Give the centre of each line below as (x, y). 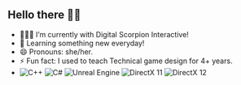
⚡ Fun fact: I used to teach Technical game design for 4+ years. (126, 61)
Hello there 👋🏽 (44, 15)
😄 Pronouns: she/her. (56, 51)
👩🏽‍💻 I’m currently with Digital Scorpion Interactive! (104, 34)
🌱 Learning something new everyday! (82, 43)
